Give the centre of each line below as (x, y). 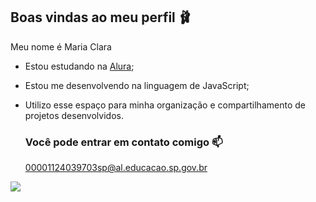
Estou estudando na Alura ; (79, 66)
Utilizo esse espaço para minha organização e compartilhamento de (165, 105)
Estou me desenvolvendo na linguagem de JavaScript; (137, 85)
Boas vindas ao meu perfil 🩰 (101, 17)
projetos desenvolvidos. (74, 115)
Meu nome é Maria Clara (61, 46)
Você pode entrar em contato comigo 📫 (123, 142)
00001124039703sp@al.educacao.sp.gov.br (116, 168)
